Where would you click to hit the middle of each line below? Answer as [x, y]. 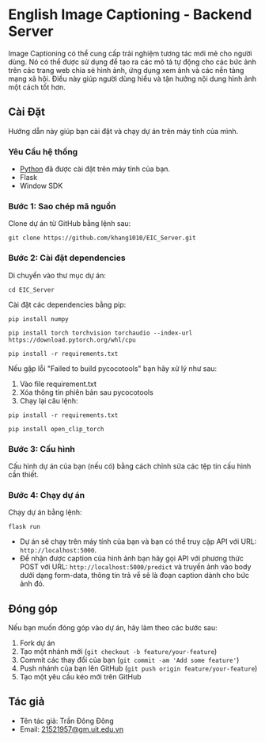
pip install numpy [38, 319]
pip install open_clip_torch [56, 429]
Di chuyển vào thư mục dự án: [57, 275]
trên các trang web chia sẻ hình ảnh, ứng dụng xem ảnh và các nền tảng [126, 70]
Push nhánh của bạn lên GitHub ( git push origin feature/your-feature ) [138, 668]
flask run [25, 527]
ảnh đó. [32, 583]
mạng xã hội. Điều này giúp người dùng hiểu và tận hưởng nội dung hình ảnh [132, 78]
